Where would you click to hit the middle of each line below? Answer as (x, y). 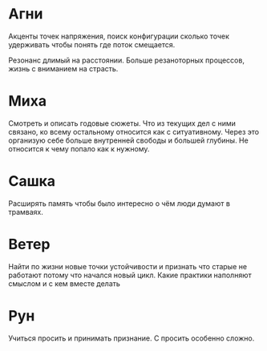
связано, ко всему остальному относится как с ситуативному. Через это (133, 131)
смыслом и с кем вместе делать (64, 283)
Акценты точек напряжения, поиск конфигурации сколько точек (119, 36)
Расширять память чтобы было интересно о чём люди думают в (119, 203)
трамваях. (26, 212)
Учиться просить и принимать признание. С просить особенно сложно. (131, 338)
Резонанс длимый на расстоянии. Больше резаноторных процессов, (126, 60)
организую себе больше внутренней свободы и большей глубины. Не (128, 140)
